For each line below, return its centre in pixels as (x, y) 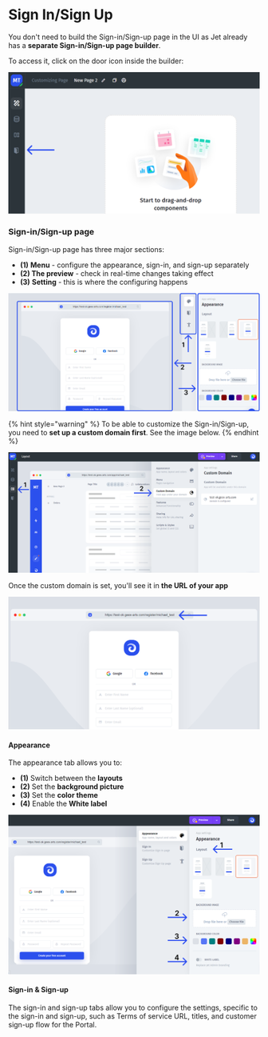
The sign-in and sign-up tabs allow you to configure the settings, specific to (133, 1007)
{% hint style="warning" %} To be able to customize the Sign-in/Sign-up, (129, 424)
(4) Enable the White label (63, 804)
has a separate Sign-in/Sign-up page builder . (85, 45)
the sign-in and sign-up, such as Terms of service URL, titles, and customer (132, 1016)
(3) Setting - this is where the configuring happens (104, 282)
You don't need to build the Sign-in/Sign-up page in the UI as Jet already (128, 37)
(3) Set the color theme (59, 795)
